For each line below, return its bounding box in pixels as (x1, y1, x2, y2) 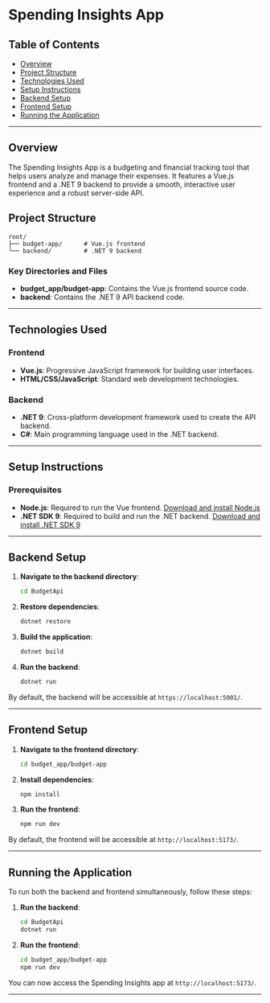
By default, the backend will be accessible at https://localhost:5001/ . (8, 692, 243, 701)
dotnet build (19, 647, 64, 656)
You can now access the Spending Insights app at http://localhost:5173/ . (8, 977, 257, 987)
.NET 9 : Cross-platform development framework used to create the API (19, 412, 256, 421)
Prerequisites (8, 484, 62, 495)
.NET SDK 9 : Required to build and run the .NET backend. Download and (19, 511, 261, 520)
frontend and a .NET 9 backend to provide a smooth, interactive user (8, 179, 235, 189)
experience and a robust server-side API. (8, 187, 145, 198)
